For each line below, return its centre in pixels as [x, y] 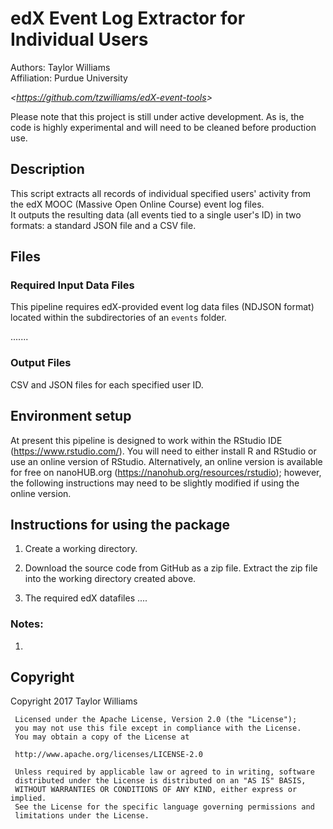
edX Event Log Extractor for [128, 18]
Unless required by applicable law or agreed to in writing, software [164, 772]
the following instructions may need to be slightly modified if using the [155, 483]
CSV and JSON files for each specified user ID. [107, 384]
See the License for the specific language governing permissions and [164, 807]
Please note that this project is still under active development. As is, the [157, 116]
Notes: [27, 624]
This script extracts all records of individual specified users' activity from [161, 193]
